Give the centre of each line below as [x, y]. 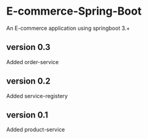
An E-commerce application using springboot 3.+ [68, 28]
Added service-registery [37, 96]
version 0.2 [28, 81]
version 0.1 [27, 115]
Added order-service [33, 62]
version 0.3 [28, 47]
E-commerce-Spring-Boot [74, 11]
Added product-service [36, 130]
